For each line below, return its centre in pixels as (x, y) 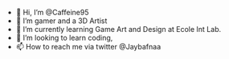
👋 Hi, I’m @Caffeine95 (52, 12)
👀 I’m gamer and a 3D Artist (61, 21)
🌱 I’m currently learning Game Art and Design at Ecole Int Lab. (119, 29)
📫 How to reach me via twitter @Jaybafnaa (88, 47)
